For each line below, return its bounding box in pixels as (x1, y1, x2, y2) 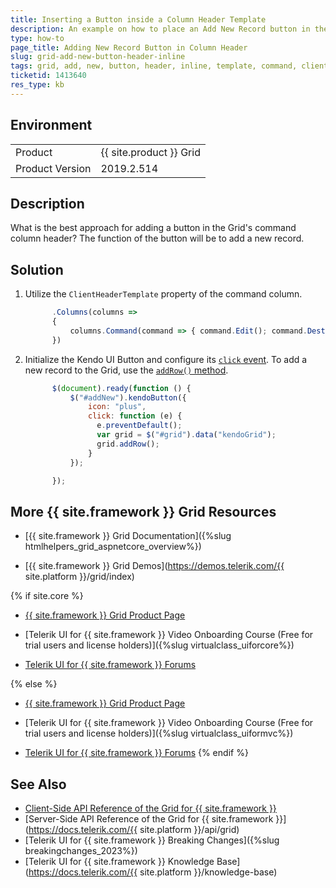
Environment (10, 117, 93, 134)
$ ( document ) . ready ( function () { (51, 383, 192, 393)
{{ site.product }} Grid (100, 145, 201, 159)
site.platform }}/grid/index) (24, 571, 135, 583)
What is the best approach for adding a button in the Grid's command (10, 222, 297, 234)
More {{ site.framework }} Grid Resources (10, 503, 277, 520)
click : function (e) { (88, 411, 183, 421)
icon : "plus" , (88, 402, 147, 412)
